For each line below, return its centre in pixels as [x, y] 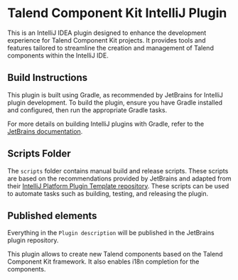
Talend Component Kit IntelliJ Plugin [117, 13]
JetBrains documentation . [45, 131]
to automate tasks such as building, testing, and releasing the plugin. [108, 193]
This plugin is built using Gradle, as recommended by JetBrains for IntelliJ [115, 95]
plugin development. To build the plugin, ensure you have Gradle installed [115, 102]
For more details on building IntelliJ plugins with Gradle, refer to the [106, 124]
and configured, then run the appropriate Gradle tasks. [87, 110]
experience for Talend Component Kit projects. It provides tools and [107, 40]
